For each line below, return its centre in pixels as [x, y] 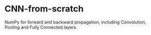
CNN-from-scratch [44, 9]
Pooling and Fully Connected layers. [41, 27]
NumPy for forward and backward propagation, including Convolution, [75, 22]
